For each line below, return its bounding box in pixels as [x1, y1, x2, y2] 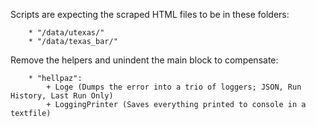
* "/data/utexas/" [28, 28, 105, 38]
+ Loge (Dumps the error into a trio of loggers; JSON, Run [46, 82, 302, 92]
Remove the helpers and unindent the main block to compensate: [10, 54, 279, 66]
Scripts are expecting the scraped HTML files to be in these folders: [10, 9, 290, 20]
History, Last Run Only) [10, 91, 114, 101]
